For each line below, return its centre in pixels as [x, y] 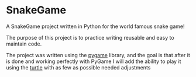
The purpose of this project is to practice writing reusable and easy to [90, 37]
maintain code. [24, 44]
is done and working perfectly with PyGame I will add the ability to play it [94, 61]
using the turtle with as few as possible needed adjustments [78, 67]
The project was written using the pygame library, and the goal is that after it [98, 55]
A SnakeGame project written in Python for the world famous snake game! [96, 26]
